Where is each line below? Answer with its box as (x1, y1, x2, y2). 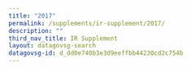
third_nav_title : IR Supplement (8, 34, 118, 43)
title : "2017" (8, 11, 57, 20)
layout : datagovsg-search (8, 42, 96, 50)
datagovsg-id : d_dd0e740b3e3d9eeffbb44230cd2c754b (8, 49, 184, 57)
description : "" (8, 27, 63, 35)
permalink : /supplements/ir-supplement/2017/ (8, 19, 165, 27)
